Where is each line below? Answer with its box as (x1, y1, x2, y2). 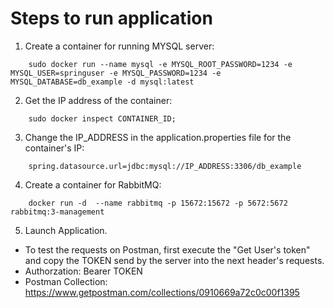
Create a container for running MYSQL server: (24, 40, 215, 52)
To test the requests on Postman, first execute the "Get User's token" (24, 243, 311, 256)
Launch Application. (24, 224, 108, 236)
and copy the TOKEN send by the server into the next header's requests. (24, 254, 325, 266)
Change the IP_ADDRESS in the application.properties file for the (24, 131, 292, 143)
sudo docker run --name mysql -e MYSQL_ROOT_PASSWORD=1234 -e (28, 59, 293, 69)
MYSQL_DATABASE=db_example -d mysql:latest (10, 77, 195, 87)
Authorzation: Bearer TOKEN (24, 265, 143, 277)
